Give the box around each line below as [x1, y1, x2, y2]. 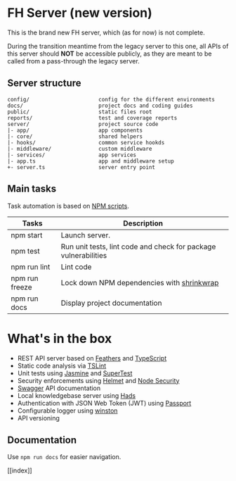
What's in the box [7, 330, 112, 346]
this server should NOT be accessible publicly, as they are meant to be [7, 49, 212, 58]
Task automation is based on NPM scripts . [7, 201, 130, 210]
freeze [11, 282, 33, 292]
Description [122, 218, 164, 228]
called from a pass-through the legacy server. [7, 56, 140, 65]
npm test [11, 246, 40, 256]
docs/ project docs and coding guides [7, 102, 193, 109]
